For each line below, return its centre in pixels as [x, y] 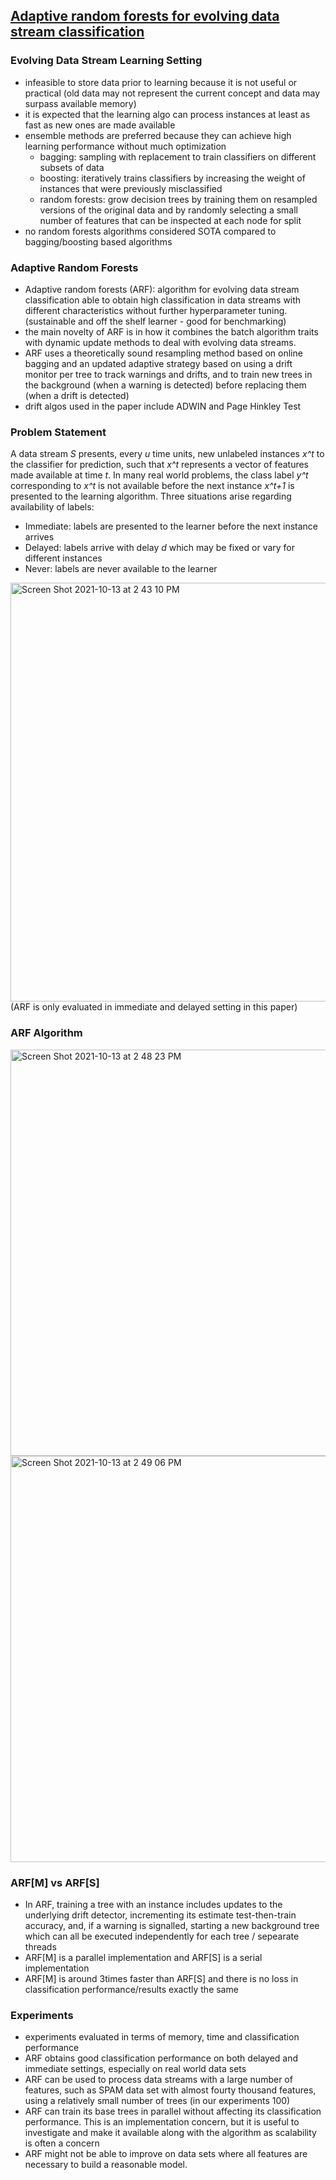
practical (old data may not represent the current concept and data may [172, 93]
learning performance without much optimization [125, 146]
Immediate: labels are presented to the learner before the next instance [171, 526]
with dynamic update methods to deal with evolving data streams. [160, 342]
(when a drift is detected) [77, 395]
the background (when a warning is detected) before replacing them [165, 385]
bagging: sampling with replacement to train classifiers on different [178, 156]
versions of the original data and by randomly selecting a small [168, 210]
